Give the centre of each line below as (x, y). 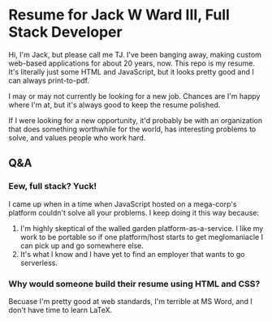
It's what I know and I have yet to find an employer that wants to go (132, 254)
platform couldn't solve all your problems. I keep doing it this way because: (134, 212)
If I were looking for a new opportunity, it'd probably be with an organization (135, 120)
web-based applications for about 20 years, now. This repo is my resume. (132, 63)
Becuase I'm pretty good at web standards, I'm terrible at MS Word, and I (131, 301)
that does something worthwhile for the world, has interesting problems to (132, 129)
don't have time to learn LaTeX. (60, 310)
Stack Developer (66, 32)
